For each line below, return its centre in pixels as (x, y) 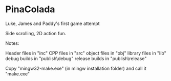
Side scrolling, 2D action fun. (36, 33)
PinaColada (30, 9)
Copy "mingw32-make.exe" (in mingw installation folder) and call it (76, 68)
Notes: (12, 43)
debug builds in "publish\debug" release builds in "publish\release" (76, 58)
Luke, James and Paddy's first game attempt (52, 23)
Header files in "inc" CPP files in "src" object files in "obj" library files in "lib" (86, 53)
